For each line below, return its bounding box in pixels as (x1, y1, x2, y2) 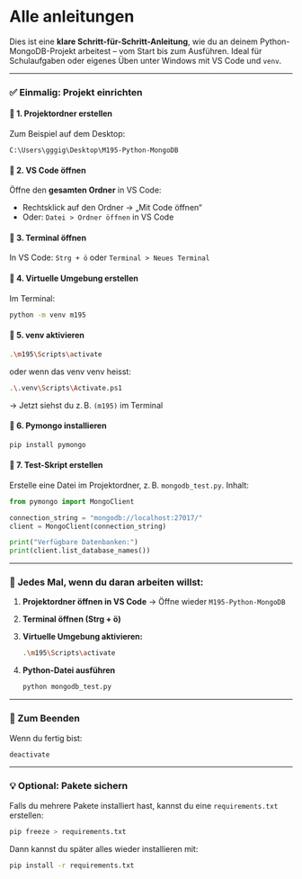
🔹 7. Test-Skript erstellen (9, 460, 103, 471)
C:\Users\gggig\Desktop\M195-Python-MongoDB (9, 146, 179, 155)
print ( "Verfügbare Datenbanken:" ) (9, 538, 139, 547)
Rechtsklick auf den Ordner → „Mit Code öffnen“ (22, 202, 202, 213)
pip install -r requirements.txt (9, 861, 135, 870)
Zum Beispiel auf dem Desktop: (9, 129, 126, 139)
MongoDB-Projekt (9, 45, 76, 56)
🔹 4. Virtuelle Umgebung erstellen (9, 273, 139, 284)
